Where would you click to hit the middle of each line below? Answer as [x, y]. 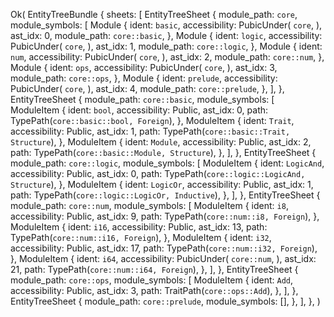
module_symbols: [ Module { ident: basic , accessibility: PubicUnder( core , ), [166, 25]
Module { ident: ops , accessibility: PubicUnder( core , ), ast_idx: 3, [144, 67]
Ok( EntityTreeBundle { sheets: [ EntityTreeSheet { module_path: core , [154, 14]
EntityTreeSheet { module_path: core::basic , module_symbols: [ [142, 99]
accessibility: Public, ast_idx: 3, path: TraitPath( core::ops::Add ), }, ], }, [154, 290]
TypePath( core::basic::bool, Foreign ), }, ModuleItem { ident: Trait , [152, 120]
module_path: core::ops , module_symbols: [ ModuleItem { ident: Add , [152, 280]
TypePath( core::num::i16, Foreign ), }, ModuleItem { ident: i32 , [141, 237]
